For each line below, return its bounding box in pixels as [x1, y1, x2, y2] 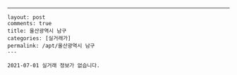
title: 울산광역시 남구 [7, 27, 67, 34]
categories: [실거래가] [7, 35, 71, 42]
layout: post [7, 14, 46, 21]
